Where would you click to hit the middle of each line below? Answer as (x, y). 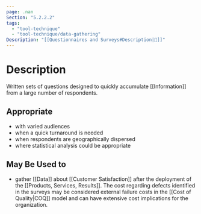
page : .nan (20, 12)
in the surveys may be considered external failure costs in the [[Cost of (103, 192)
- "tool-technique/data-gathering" (56, 34)
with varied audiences (42, 126)
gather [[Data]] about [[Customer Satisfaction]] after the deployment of (103, 179)
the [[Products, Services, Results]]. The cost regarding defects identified (105, 185)
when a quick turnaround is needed (59, 133)
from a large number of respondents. (52, 93)
